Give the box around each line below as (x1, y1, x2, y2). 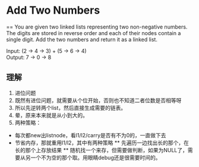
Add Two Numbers (6, 4, 100, 17)
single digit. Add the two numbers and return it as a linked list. (6, 36, 157, 43)
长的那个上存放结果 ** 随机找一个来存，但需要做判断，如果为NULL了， (14, 146, 188, 153)
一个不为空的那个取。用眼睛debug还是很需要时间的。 (30, 154, 161, 161)
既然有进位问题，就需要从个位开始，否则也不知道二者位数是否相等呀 (14, 96, 182, 104)
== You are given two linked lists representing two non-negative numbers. (6, 23, 188, 30)
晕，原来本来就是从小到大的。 (14, 111, 88, 119)
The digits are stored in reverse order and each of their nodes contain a (6, 29, 181, 36)
